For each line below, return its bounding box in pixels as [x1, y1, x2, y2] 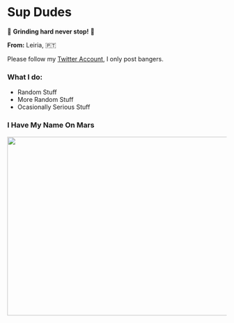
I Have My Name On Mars [7, 120, 95, 130]
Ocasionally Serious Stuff [17, 103, 91, 112]
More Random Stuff [17, 96, 74, 104]
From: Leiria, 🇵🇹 [7, 40, 57, 49]
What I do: [7, 72, 43, 82]
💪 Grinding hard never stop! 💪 [7, 27, 95, 36]
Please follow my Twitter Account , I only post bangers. [7, 54, 164, 63]
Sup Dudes [7, 4, 72, 20]
